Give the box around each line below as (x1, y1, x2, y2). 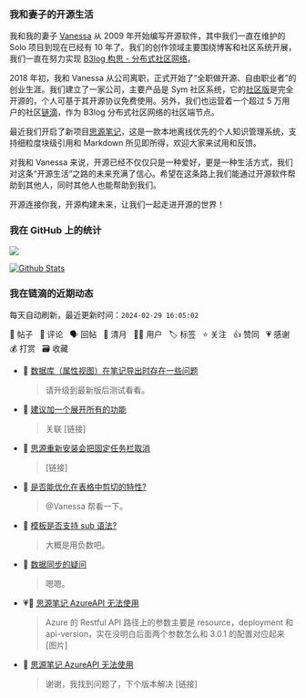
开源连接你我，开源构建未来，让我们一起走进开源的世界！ (9, 199, 225, 210)
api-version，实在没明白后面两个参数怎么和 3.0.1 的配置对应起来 (45, 628, 285, 639)
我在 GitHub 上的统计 (9, 224, 102, 237)
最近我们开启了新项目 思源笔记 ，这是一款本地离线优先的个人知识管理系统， (9, 126, 289, 138)
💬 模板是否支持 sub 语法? (22, 519, 117, 530)
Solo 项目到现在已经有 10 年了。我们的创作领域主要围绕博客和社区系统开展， (9, 42, 297, 53)
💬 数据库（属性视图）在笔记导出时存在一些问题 (22, 364, 199, 375)
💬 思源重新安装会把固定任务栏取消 (22, 442, 150, 453)
